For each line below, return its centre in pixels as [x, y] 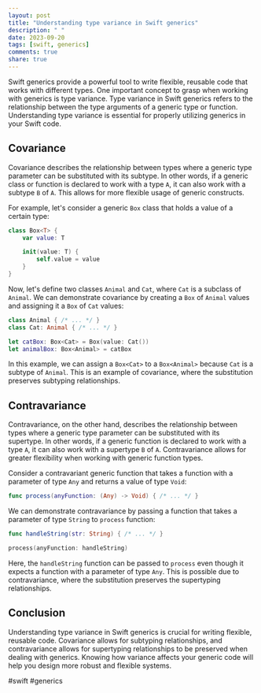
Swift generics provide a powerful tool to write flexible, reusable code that [128, 82]
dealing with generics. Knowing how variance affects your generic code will [131, 657]
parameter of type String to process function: [82, 520]
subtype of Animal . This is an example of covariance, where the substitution [131, 372]
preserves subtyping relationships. [64, 381]
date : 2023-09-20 [37, 37]
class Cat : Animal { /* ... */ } [63, 328]
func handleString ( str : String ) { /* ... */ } [86, 534]
